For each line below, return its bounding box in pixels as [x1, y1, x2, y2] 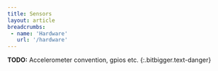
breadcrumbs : [7, 23, 46, 30]
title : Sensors [7, 10, 52, 18]
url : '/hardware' [16, 37, 69, 44]
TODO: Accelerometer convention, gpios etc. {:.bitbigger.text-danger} [7, 56, 212, 64]
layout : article [7, 17, 55, 24]
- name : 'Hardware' [10, 30, 69, 37]
